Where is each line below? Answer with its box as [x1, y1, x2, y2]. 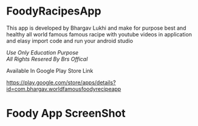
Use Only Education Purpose [6, 48, 79, 56]
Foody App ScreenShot [6, 107, 126, 121]
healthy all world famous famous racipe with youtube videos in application [6, 30, 193, 38]
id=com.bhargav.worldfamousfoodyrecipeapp [6, 85, 121, 92]
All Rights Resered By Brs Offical [6, 55, 88, 62]
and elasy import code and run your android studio [6, 37, 134, 44]
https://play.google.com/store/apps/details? [6, 79, 117, 86]
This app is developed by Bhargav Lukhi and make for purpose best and [6, 24, 186, 31]
